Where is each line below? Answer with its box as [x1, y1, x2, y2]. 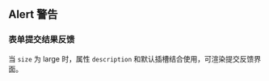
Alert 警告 [8, 7, 58, 22]
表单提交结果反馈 [8, 34, 75, 45]
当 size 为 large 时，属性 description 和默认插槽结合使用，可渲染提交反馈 [8, 53, 254, 63]
